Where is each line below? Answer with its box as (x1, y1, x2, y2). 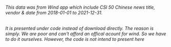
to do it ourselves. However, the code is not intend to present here (5, 36, 145, 42)
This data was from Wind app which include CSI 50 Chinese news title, (5, 4, 155, 10)
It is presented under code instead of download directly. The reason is (5, 26, 154, 32)
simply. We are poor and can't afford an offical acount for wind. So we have (5, 31, 166, 37)
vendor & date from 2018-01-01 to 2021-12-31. (5, 9, 103, 15)
